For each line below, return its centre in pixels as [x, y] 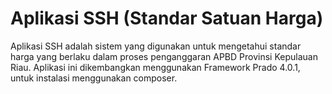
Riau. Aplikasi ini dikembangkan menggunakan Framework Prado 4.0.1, [155, 67]
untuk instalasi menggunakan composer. [94, 78]
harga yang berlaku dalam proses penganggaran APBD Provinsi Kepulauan [164, 56]
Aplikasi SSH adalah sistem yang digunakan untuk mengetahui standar [156, 46]
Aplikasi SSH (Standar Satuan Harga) [167, 18]
